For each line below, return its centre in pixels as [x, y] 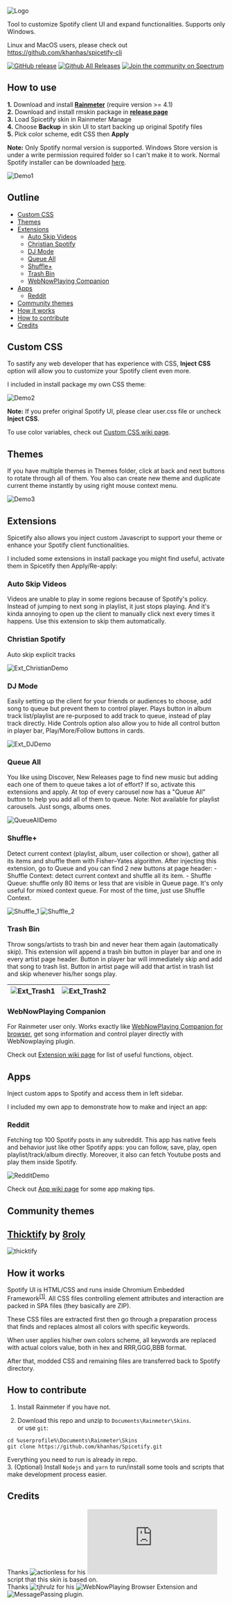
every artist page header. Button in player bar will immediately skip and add [115, 959]
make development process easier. [57, 1474]
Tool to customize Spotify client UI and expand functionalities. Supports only [116, 24]
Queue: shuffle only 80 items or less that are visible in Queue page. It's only [115, 883]
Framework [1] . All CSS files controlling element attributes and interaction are [115, 1298]
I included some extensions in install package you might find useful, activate [116, 559]
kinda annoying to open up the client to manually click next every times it [111, 614]
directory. [21, 1368]
